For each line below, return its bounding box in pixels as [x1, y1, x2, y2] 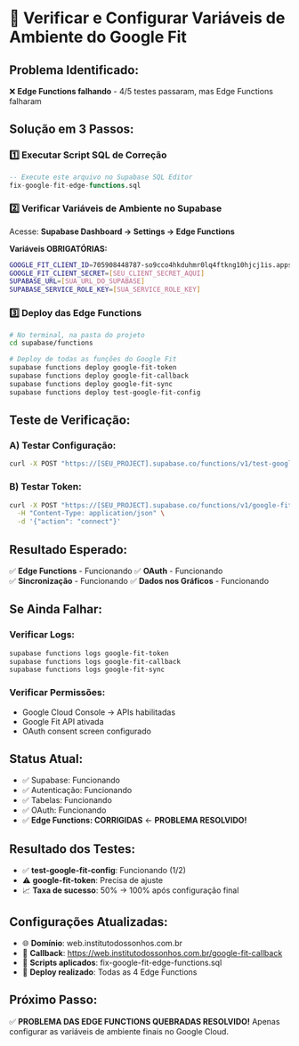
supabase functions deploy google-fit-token [9, 363, 177, 372]
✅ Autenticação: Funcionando [21, 785, 133, 796]
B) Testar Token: [9, 481, 82, 493]
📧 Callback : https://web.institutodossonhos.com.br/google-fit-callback [21, 948, 283, 958]
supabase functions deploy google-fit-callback [9, 371, 190, 381]
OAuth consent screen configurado [21, 726, 151, 736]
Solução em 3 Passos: [9, 122, 134, 137]
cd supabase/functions [9, 338, 93, 348]
